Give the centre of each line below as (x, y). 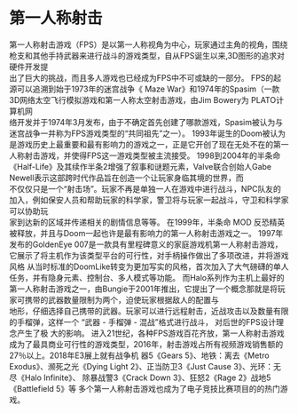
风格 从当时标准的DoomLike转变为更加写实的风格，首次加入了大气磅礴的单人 (149, 266)
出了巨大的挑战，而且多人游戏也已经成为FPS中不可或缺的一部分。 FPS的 (141, 77)
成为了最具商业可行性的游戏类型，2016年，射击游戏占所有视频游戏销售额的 (146, 344)
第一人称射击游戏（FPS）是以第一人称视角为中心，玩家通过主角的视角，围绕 (149, 44)
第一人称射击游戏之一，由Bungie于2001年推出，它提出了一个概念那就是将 (143, 289)
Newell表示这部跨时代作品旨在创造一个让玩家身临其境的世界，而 (126, 178)
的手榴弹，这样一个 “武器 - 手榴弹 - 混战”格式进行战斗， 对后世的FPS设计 (143, 322)
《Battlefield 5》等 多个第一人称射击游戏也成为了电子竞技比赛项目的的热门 (145, 388)
